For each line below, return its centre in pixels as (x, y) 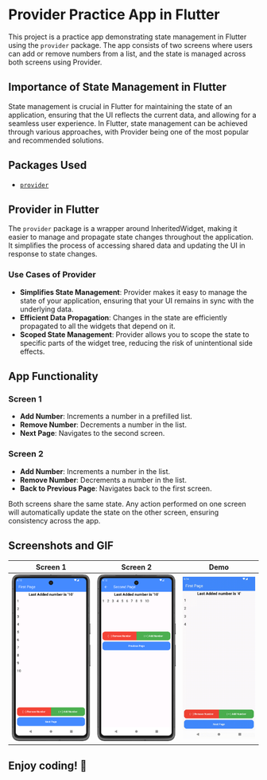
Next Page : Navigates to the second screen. (92, 433)
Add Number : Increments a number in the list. (95, 471)
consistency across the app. (54, 520)
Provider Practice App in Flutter (114, 15)
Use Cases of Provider (52, 275)
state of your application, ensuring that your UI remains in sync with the (137, 300)
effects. (32, 351)
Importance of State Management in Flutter (118, 87)
